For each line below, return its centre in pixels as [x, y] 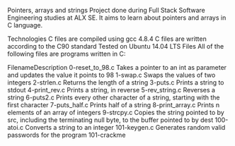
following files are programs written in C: [67, 54]
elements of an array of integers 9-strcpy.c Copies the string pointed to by [116, 112]
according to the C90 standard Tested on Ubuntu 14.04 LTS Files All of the [116, 46]
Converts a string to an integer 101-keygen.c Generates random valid [125, 127]
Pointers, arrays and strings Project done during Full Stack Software [106, 10]
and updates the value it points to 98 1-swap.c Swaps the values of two [111, 75]
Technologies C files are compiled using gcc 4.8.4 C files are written [107, 39]
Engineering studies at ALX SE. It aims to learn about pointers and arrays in [117, 18]
